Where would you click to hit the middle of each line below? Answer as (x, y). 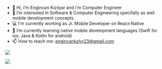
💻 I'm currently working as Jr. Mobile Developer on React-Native (78, 23)
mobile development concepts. (43, 18)
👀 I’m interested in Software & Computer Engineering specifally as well (83, 13)
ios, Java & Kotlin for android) (42, 36)
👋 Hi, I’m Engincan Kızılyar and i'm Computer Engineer (67, 8)
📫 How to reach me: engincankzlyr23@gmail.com (63, 41)
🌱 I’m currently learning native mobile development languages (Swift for (85, 30)
